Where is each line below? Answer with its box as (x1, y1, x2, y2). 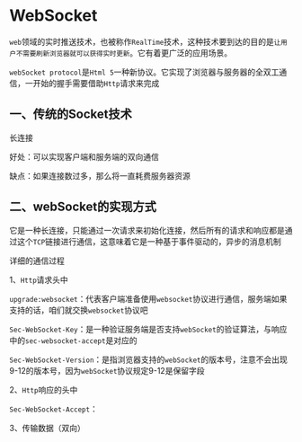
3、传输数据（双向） (9, 422, 85, 433)
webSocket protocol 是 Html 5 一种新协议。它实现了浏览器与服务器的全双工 (9, 66, 280, 77)
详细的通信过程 (9, 255, 65, 266)
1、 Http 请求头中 (9, 274, 69, 285)
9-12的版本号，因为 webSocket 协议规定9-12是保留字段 (9, 365, 205, 376)
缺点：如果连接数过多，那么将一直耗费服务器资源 (9, 170, 191, 181)
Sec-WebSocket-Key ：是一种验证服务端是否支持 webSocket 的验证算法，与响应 (9, 323, 288, 334)
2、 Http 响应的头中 (9, 384, 78, 395)
